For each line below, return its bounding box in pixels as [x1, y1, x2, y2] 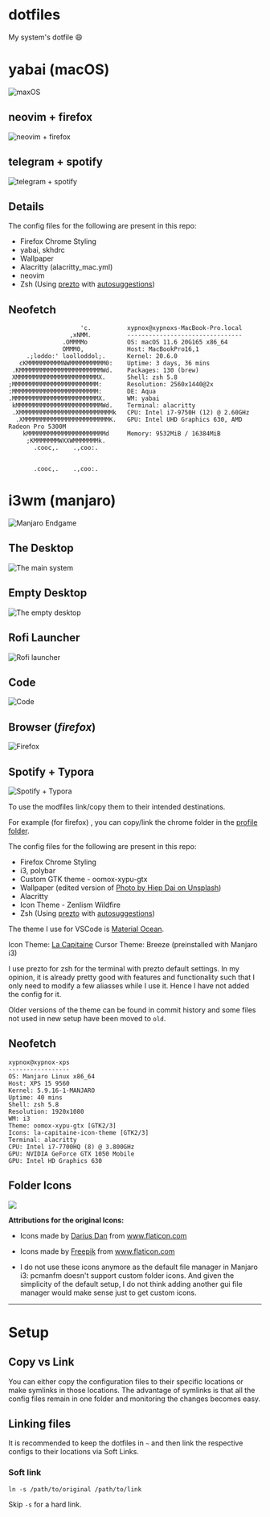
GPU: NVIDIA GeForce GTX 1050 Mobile [8, 1149, 135, 1158]
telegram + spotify [8, 155, 103, 169]
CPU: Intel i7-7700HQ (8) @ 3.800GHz [8, 1143, 135, 1151]
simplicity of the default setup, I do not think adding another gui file [19, 1279, 243, 1288]
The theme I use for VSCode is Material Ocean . [8, 924, 165, 934]
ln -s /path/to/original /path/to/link [8, 1485, 142, 1494]
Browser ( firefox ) [8, 720, 96, 734]
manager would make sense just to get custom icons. [19, 1288, 197, 1297]
